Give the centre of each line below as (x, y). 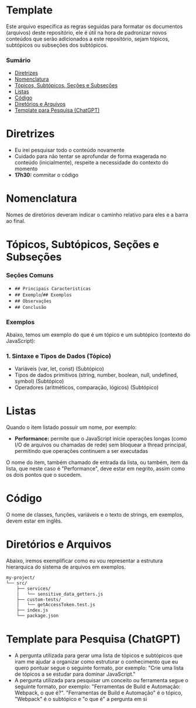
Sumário (18, 60)
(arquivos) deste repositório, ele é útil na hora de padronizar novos (86, 32)
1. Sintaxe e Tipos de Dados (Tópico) (59, 356)
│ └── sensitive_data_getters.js (60, 594)
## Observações (33, 301)
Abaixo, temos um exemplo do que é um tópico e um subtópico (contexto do (98, 335)
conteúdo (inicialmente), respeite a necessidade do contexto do (91, 163)
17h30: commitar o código (47, 175)
